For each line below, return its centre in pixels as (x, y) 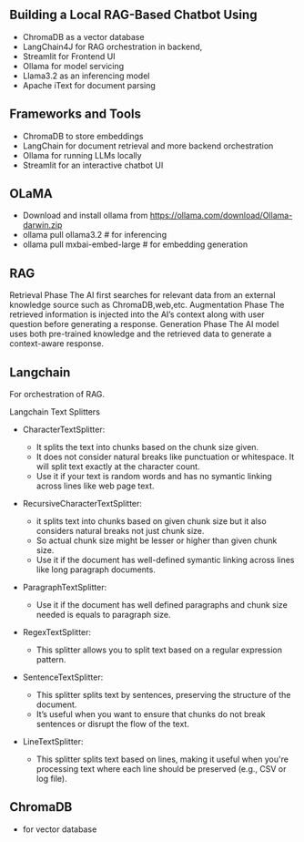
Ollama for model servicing (73, 66)
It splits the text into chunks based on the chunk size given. (147, 447)
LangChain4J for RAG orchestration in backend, (112, 46)
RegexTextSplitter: (57, 632)
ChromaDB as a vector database (83, 36)
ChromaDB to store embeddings (83, 136)
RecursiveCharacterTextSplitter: (82, 504)
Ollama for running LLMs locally (82, 155)
